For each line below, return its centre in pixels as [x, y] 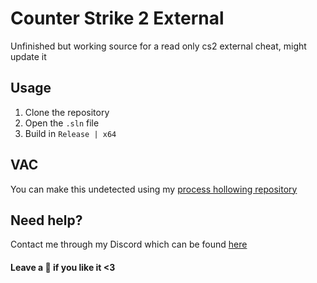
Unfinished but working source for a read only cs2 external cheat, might [158, 46]
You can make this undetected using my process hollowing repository [154, 189]
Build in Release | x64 [70, 133]
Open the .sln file [62, 123]
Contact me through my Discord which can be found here [129, 244]
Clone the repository [67, 112]
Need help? [46, 220]
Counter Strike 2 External [117, 18]
